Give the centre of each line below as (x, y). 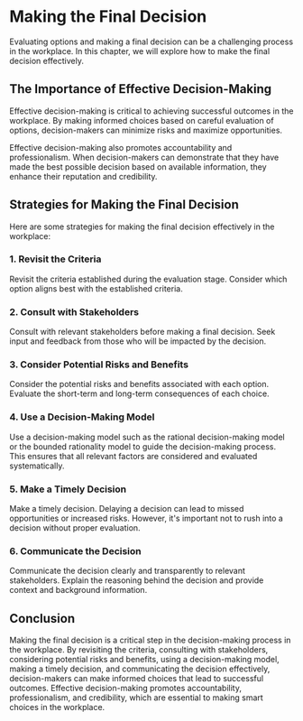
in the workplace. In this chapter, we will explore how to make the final (140, 51)
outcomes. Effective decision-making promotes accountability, (125, 689)
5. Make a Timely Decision (68, 489)
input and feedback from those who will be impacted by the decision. (138, 341)
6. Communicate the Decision (75, 550)
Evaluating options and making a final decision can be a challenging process (151, 42)
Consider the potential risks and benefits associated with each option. (139, 384)
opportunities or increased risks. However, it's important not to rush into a (147, 518)
